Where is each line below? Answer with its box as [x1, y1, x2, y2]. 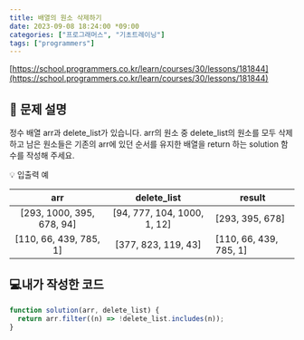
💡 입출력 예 [9, 170, 50, 180]
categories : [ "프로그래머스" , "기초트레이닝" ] [9, 30, 166, 39]
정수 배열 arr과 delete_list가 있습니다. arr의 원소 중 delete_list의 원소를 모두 [9, 128, 277, 139]
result [239, 191, 266, 204]
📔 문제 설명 [9, 102, 68, 117]
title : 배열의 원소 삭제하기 [9, 13, 102, 23]
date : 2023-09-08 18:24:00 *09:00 [9, 22, 140, 31]
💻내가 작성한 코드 [9, 277, 104, 293]
